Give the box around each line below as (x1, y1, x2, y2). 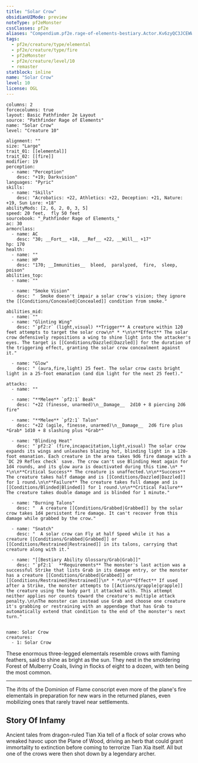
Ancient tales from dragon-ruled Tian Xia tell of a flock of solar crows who (6, 731, 186, 738)
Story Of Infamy (6, 716, 66, 726)
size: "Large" (6, 143, 41, 149)
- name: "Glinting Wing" (11, 319, 72, 325)
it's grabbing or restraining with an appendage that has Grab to (6, 603, 173, 609)
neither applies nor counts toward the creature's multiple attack (6, 593, 176, 599)
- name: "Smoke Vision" (11, 288, 70, 294)
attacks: (6, 381, 28, 387)
